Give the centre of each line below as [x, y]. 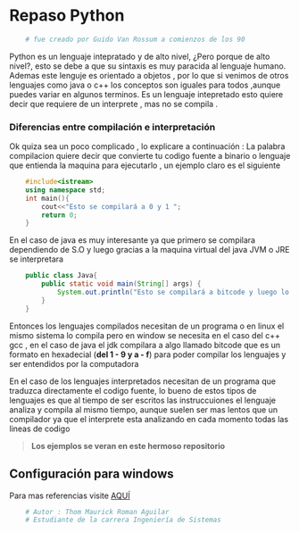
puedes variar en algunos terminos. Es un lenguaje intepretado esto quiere [146, 94]
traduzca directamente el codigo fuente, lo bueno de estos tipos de [133, 390]
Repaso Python [67, 16]
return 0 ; [59, 215]
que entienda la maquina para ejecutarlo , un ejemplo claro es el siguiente [145, 165]
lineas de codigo [40, 429]
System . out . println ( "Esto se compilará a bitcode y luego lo [173, 292]
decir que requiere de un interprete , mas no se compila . [114, 104]
